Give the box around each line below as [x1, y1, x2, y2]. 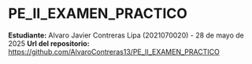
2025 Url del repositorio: [8, 38, 90, 48]
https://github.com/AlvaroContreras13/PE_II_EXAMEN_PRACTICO [8, 47, 220, 56]
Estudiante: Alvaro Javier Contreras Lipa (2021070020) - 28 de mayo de [8, 30, 244, 40]
